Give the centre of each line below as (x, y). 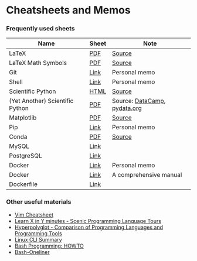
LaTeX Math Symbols (38, 63)
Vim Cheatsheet (34, 215)
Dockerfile (23, 184)
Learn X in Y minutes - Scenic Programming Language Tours (88, 221)
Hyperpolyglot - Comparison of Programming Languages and (89, 227)
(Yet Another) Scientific (41, 101)
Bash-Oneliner (32, 252)
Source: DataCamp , (139, 101)
